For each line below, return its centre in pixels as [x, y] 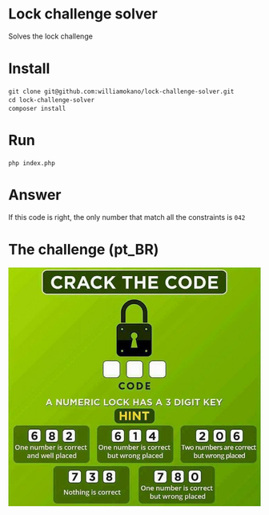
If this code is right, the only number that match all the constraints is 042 [127, 217]
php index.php [32, 163]
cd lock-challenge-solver [51, 100]
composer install [37, 108]
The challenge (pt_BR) [84, 249]
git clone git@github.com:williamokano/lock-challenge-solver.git [121, 91]
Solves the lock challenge [51, 36]
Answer [35, 195]
